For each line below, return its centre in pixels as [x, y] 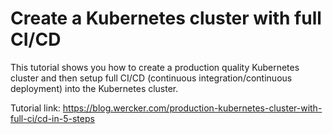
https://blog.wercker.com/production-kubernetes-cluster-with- [192, 108]
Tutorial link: [35, 108]
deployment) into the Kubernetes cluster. [94, 88]
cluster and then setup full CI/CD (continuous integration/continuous [151, 78]
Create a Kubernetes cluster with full [166, 18]
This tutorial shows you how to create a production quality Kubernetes [155, 67]
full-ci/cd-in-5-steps [52, 118]
